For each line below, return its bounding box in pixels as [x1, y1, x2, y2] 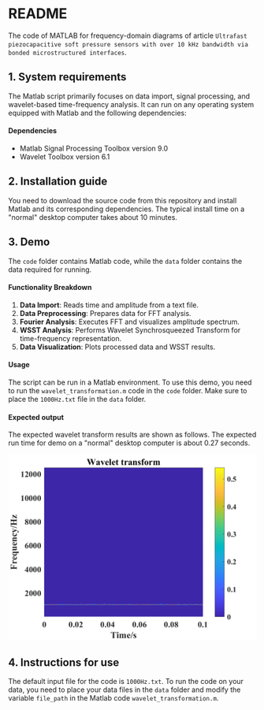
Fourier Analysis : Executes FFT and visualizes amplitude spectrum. [19, 317, 240, 326]
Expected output [8, 412, 65, 422]
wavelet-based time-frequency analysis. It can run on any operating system [8, 99, 255, 109]
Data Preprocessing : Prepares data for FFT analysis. [19, 308, 191, 318]
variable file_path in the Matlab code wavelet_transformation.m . [8, 693, 219, 702]
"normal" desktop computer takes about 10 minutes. [8, 212, 177, 221]
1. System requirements [8, 70, 127, 84]
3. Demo [8, 236, 50, 249]
